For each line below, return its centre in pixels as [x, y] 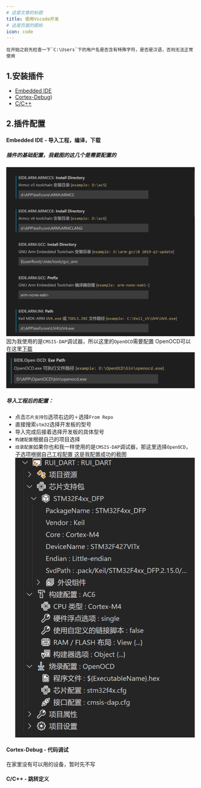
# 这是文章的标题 [25, 13]
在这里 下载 [19, 349]
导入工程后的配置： [30, 400]
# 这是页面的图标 [25, 25]
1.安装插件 [25, 76]
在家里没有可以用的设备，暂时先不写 [51, 764]
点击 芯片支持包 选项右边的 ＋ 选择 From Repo [64, 417]
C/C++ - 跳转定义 [28, 779]
